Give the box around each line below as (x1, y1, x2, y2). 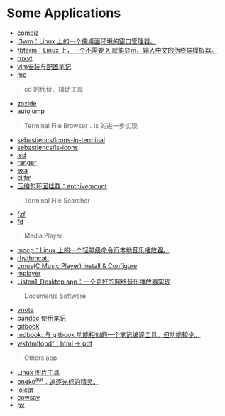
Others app (23, 353, 57, 362)
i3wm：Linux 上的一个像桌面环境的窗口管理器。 (16, 37, 157, 46)
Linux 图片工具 (16, 368, 60, 376)
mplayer (16, 269, 41, 277)
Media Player (23, 231, 63, 240)
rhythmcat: (16, 254, 50, 262)
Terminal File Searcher (23, 196, 90, 204)
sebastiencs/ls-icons (16, 143, 79, 151)
